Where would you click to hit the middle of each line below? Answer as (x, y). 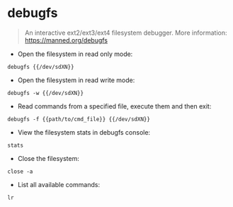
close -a (20, 172)
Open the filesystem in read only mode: (75, 54)
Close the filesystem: (48, 158)
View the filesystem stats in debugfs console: (84, 132)
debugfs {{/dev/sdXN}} (41, 67)
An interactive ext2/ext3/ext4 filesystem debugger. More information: (126, 33)
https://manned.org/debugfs (66, 40)
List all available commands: (59, 184)
